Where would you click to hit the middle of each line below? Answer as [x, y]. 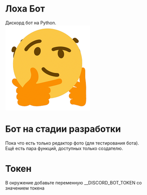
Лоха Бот [25, 9]
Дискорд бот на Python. [31, 23]
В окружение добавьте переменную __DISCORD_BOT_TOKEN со [73, 182]
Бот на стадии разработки [63, 129]
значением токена [25, 188]
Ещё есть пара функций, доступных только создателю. [64, 148]
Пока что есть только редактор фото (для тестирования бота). [72, 143]
